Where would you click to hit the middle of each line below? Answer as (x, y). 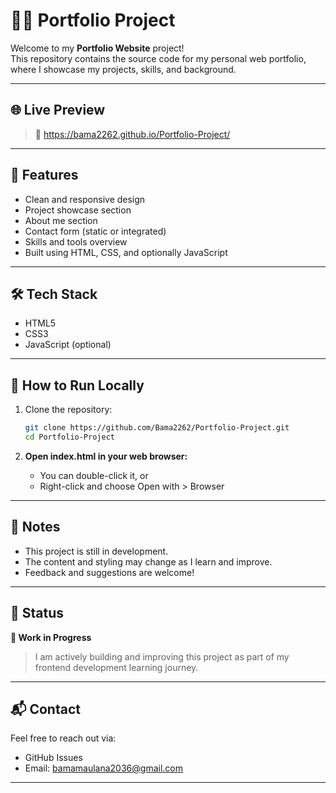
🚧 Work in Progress (51, 637)
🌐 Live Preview (58, 110)
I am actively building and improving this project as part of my (162, 656)
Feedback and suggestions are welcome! (109, 572)
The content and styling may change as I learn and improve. (148, 561)
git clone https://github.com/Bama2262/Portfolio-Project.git (157, 428)
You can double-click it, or (94, 475)
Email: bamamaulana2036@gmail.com (103, 768)
